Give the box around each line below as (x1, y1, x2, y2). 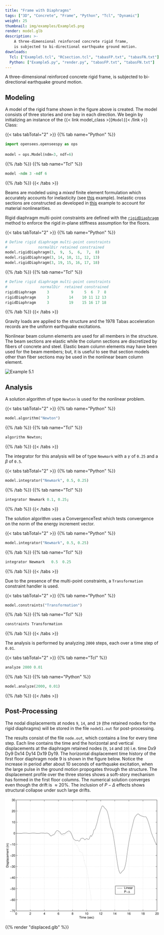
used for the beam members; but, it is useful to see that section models (5, 349, 150, 355)
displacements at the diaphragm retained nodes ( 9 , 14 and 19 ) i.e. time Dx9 (5, 745, 156, 751)
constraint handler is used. (5, 583, 59, 589)
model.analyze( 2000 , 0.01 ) (5, 684, 60, 689)
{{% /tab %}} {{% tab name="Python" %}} (5, 674, 91, 680)
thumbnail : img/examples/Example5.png (5, 24, 84, 29)
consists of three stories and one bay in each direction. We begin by (5, 112, 143, 117)
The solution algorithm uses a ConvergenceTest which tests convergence (5, 515, 154, 521)
